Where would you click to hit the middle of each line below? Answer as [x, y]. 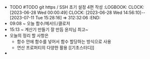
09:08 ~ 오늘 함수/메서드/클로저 [40, 23]
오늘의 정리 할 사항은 [29, 36]
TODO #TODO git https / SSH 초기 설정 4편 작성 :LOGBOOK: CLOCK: [77, 7]
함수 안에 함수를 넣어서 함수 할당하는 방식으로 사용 [64, 42]
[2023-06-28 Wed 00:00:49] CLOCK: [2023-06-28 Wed [66, 13]
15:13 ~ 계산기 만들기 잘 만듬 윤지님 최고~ [49, 29]
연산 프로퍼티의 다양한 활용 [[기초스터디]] [55, 48]
